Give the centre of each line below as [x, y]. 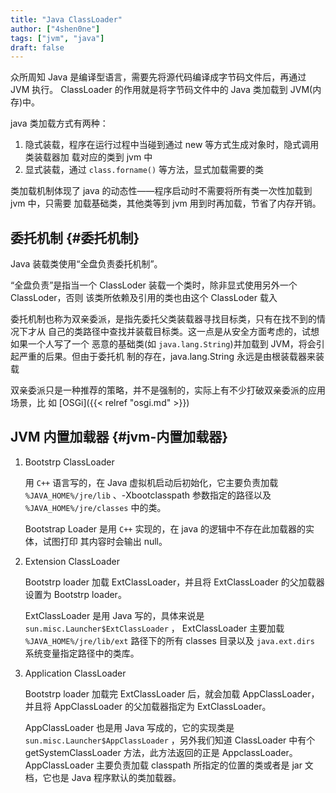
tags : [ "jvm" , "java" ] [57, 38]
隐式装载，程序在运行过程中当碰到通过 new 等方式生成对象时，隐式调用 [172, 145]
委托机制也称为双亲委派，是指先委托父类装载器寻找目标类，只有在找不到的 [163, 319]
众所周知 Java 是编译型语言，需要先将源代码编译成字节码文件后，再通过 [158, 77]
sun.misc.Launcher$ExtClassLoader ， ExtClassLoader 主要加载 [154, 628]
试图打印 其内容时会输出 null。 [105, 541]
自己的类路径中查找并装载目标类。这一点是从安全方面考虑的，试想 [183, 332]
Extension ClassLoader [72, 561]
